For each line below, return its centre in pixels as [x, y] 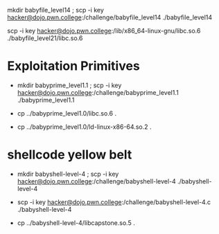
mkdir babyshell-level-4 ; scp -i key [68, 174]
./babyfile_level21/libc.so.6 [45, 38]
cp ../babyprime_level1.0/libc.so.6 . [67, 113]
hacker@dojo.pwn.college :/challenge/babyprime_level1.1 [98, 92]
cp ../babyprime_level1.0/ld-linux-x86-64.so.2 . [84, 127]
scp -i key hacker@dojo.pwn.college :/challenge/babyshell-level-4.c [114, 202]
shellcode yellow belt [70, 155]
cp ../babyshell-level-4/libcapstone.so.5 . [76, 223]
